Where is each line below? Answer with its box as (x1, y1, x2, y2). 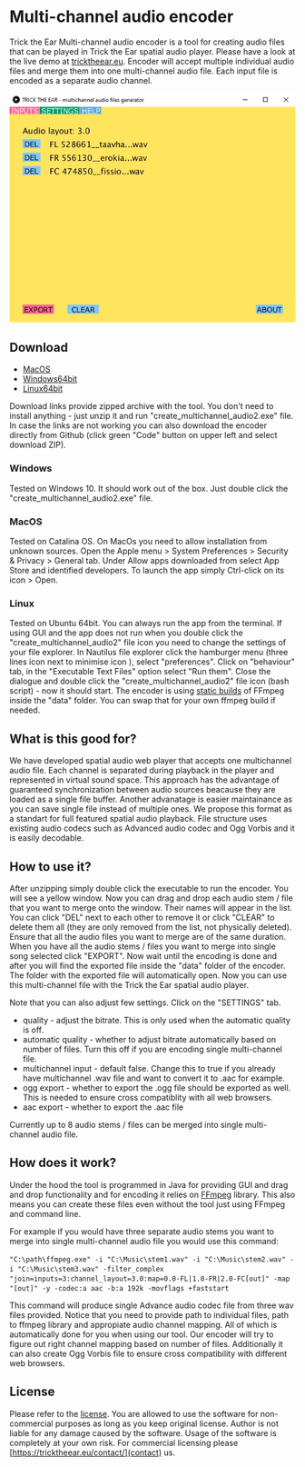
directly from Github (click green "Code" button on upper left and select (9, 430, 278, 441)
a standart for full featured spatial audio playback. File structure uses (9, 813, 268, 824)
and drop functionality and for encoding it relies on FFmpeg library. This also (9, 1189, 296, 1200)
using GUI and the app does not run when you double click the (9, 627, 243, 638)
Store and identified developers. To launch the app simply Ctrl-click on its (9, 565, 285, 576)
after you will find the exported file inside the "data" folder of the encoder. (9, 960, 286, 971)
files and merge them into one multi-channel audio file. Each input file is (9, 65, 279, 76)
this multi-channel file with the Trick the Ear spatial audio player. (9, 979, 250, 990)
